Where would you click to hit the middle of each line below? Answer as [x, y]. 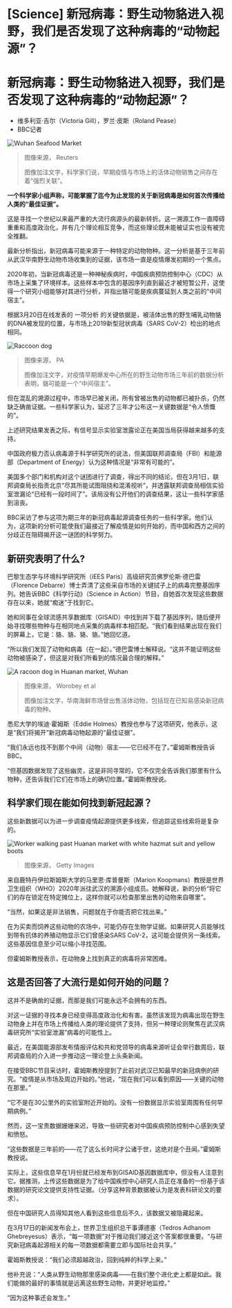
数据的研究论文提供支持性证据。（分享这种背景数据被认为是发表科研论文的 [112, 1189]
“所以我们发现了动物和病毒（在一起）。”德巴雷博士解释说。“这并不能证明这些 [114, 649]
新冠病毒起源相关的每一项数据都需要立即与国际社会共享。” [95, 1244]
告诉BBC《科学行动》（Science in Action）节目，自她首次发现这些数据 [124, 594]
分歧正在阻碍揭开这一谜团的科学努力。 [61, 535]
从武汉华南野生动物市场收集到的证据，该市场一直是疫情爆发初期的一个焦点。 [116, 259]
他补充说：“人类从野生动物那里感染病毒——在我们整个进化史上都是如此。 [112, 1274]
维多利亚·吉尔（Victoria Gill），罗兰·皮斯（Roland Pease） [98, 121]
